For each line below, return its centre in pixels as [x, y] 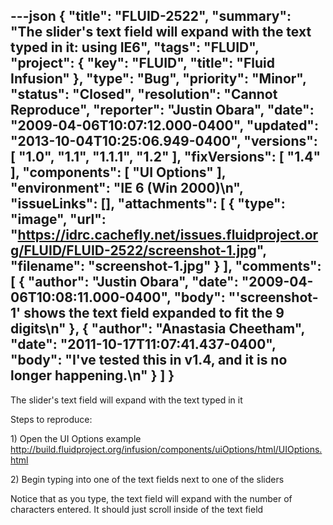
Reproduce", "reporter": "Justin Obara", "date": [162, 110]
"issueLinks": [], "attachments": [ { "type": [148, 204]
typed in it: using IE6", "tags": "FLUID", [135, 47]
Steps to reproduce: [51, 419]
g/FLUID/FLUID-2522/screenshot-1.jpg [133, 250]
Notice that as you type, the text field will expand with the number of [151, 498]
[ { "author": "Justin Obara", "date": [124, 282]
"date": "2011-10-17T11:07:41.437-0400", [143, 344]
